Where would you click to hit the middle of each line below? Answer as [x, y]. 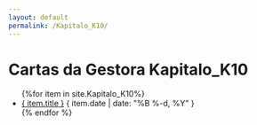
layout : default [38, 17]
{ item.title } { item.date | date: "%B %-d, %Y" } [108, 104]
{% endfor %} [47, 113]
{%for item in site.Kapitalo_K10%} [83, 94]
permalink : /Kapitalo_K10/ [58, 26]
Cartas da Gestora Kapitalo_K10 [128, 70]
